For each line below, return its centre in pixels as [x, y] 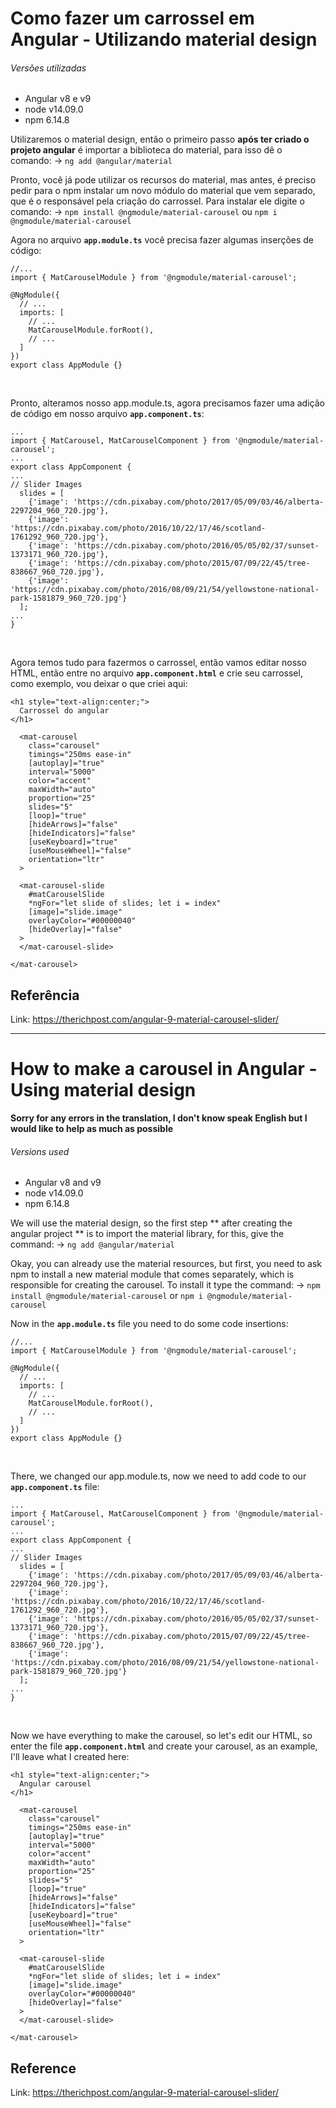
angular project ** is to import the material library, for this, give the [147, 1234]
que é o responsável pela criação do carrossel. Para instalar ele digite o [157, 201]
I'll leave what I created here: [70, 1757]
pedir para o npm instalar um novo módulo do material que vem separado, [163, 191]
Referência [45, 995]
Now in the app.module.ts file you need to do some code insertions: [149, 1324]
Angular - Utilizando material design [164, 39]
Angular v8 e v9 [58, 99]
